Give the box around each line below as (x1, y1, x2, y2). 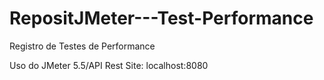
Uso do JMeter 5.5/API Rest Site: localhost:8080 (9, 59, 209, 71)
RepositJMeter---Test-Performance (9, 7, 314, 30)
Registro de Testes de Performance (9, 40, 156, 52)
